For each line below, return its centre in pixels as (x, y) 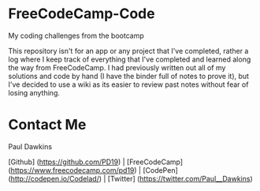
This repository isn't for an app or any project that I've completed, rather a (128, 51)
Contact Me (47, 125)
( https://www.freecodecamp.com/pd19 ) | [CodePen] (93, 170)
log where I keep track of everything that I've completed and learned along (130, 59)
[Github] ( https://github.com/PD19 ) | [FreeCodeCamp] (96, 162)
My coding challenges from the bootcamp (76, 36)
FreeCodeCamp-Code (82, 14)
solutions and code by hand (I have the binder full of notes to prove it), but (129, 76)
